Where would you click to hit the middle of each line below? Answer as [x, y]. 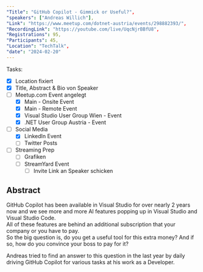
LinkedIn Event [43, 136]
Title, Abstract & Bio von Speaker [57, 88]
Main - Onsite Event [49, 101]
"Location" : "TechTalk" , [38, 46]
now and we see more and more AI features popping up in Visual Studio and [102, 211]
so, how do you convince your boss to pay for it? [68, 244]
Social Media [31, 130]
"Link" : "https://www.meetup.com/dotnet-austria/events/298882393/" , [97, 23]
